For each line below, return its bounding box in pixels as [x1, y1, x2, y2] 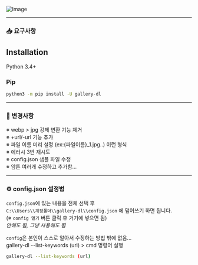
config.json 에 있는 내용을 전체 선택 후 [6, 199, 95, 207]
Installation [6, 47, 48, 57]
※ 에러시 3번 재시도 [6, 148, 51, 156]
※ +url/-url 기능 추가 [6, 133, 54, 141]
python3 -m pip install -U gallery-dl [6, 91, 101, 97]
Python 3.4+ [6, 63, 37, 70]
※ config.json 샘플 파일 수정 [6, 156, 71, 163]
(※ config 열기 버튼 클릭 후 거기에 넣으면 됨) [6, 214, 107, 221]
